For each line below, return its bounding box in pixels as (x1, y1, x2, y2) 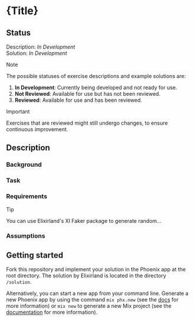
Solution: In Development (6, 50, 67, 57)
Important (6, 108, 30, 115)
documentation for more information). (6, 309, 98, 316)
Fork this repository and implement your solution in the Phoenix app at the (6, 266, 186, 273)
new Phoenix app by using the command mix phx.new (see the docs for (6, 296, 179, 303)
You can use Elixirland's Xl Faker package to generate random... (6, 217, 162, 224)
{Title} (6, 4, 39, 18)
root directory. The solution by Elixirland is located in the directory (6, 272, 166, 279)
